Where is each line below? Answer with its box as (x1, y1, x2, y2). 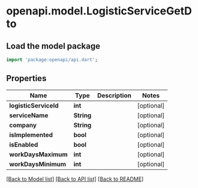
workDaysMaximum (9, 150, 68, 159)
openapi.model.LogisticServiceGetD (6, 4, 192, 18)
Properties (6, 73, 47, 83)
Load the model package (6, 41, 101, 51)
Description (97, 91, 132, 100)
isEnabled (9, 140, 38, 148)
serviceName (9, 111, 49, 120)
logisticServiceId (9, 101, 59, 109)
